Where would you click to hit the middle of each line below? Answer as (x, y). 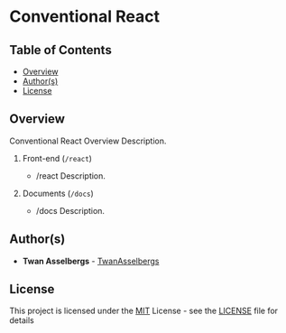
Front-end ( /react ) (57, 158)
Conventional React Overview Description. (88, 141)
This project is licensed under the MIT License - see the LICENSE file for (143, 311)
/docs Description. (70, 210)
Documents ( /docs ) (58, 193)
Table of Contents (61, 50)
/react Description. (71, 176)
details (22, 320)
